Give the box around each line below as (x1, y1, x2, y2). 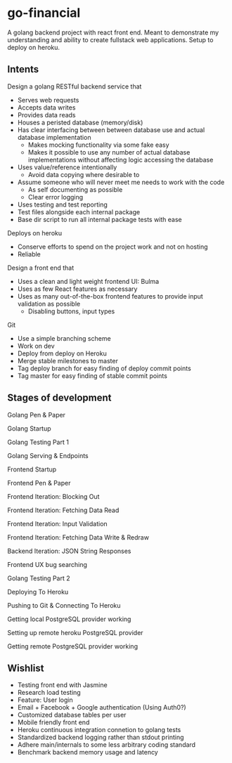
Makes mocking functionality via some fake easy (27, 141, 170, 149)
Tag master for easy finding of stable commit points (17, 371, 167, 380)
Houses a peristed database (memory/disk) (17, 118, 143, 126)
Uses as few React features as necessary (17, 285, 138, 293)
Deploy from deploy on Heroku (17, 349, 107, 358)
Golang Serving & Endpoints (7, 451, 89, 459)
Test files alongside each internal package (17, 207, 141, 216)
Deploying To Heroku (7, 587, 69, 596)
